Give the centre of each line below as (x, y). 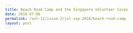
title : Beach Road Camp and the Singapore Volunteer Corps (67, 9)
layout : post (18, 23)
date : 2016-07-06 (23, 14)
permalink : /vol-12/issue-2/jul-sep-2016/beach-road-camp (66, 18)
